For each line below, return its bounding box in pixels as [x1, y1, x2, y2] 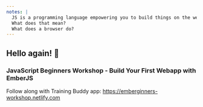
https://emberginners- [102, 87, 158, 94]
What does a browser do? [11, 25, 74, 32]
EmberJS [6, 74, 33, 82]
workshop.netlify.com [6, 94, 60, 101]
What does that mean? [11, 20, 66, 26]
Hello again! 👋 [6, 48, 59, 58]
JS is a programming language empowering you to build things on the [11, 15, 190, 21]
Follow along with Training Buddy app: [6, 87, 101, 94]
